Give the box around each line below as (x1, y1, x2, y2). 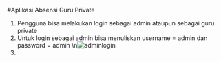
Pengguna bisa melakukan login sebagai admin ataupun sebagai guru (17, 19, 215, 27)
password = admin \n (17, 41, 78, 49)
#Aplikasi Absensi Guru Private (7, 6, 95, 14)
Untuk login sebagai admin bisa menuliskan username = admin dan (17, 34, 208, 42)
